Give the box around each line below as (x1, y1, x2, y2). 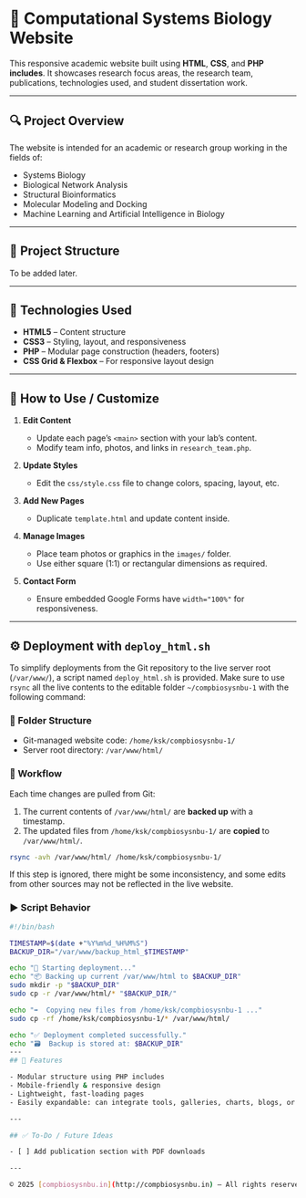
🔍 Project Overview (9, 113, 125, 129)
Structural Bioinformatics (22, 189, 117, 200)
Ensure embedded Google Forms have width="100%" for (36, 593, 245, 605)
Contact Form (22, 576, 76, 587)
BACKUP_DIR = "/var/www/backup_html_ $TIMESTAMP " (9, 947, 189, 956)
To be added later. (9, 267, 77, 278)
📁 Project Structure (9, 244, 120, 259)
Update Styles (22, 460, 78, 471)
